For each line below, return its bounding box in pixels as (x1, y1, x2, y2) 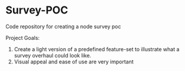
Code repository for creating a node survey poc (5, 23, 121, 30)
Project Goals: (5, 34, 40, 41)
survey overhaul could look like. (14, 52, 92, 59)
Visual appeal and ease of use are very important (14, 58, 134, 65)
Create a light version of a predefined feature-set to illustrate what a (14, 45, 180, 53)
